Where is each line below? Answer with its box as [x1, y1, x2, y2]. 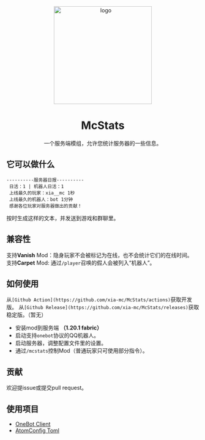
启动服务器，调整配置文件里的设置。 [15, 339, 107, 347]
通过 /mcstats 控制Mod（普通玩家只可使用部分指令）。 [15, 347, 148, 354]
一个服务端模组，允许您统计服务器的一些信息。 [43, 139, 162, 147]
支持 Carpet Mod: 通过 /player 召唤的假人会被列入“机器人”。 [6, 259, 155, 266]
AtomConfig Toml [15, 427, 60, 434]
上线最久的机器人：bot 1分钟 [9, 196, 73, 202]
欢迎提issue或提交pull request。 [6, 384, 88, 392]
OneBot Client [15, 420, 51, 427]
